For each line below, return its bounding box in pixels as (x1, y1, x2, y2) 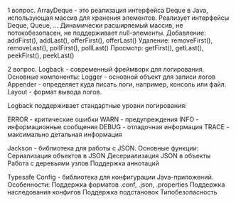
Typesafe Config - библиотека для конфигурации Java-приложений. (7, 173, 214, 181)
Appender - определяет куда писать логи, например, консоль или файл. (7, 80, 227, 88)
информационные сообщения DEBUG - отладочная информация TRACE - (7, 123, 230, 131)
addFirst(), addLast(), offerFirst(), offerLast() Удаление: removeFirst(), (7, 36, 213, 45)
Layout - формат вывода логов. (7, 88, 102, 96)
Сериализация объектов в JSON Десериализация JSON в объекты (7, 152, 211, 160)
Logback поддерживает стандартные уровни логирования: (7, 101, 187, 109)
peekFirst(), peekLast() (7, 51, 75, 60)
